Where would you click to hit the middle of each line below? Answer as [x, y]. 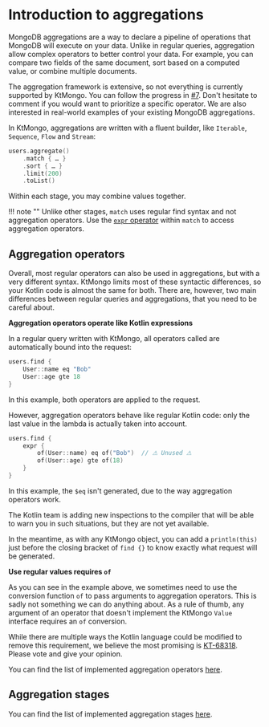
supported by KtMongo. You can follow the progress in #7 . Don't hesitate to [133, 95]
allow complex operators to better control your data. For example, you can [131, 54]
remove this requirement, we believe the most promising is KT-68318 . [123, 645]
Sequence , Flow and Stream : [52, 136]
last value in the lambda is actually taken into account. [98, 424]
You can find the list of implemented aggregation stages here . [110, 714]
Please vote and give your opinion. [65, 654]
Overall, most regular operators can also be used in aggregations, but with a [134, 274]
